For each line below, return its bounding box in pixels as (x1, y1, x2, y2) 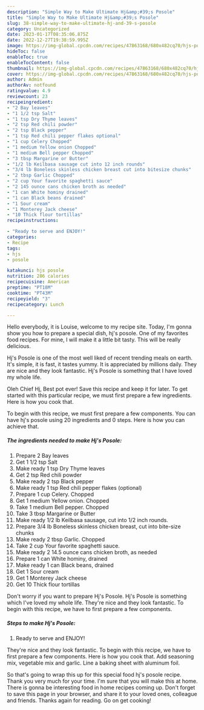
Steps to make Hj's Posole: (7, 619, 76, 626)
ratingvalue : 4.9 (7, 88, 51, 94)
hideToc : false (7, 49, 45, 55)
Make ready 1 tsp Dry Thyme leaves (15, 465, 105, 472)
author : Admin (7, 76, 43, 82)
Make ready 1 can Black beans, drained (15, 561, 114, 569)
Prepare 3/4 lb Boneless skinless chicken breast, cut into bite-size (15, 523, 181, 531)
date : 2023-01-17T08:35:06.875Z (7, 32, 88, 38)
